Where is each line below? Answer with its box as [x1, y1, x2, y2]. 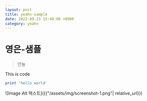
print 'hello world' [5, 81, 48, 86]
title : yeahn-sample [5, 12, 48, 17]
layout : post [5, 7, 32, 12]
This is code [5, 71, 30, 77]
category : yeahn [5, 21, 39, 26]
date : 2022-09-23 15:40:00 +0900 [5, 16, 74, 21]
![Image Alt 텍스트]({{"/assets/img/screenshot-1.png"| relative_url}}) [5, 90, 143, 97]
